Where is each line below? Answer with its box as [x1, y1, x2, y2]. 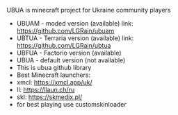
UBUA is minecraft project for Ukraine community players [6, 6, 171, 14]
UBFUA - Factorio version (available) [16, 48, 122, 57]
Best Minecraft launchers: [16, 71, 91, 79]
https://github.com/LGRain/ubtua [16, 42, 111, 49]
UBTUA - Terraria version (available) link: [16, 34, 134, 42]
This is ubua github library [16, 64, 92, 71]
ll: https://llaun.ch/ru [16, 86, 75, 94]
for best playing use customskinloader [16, 100, 127, 108]
